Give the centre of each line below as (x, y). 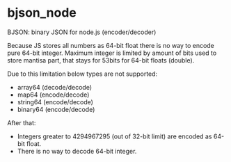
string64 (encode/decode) (55, 102)
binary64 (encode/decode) (56, 109)
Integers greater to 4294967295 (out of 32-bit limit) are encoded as (114, 136)
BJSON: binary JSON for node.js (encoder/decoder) (82, 32)
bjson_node (42, 13)
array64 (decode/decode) (55, 87)
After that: (22, 122)
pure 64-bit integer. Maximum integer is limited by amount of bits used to (112, 53)
